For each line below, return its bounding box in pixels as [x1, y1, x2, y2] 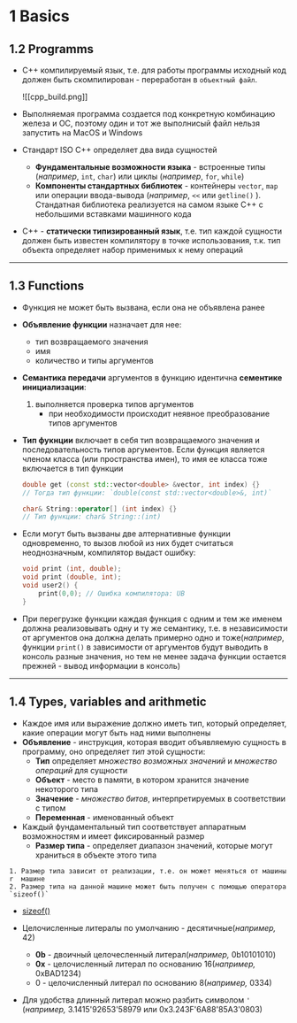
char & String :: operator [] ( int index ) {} [21, 504, 178, 513]
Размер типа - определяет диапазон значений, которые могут [34, 840, 273, 850]
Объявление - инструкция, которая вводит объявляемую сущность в [21, 736, 287, 747]
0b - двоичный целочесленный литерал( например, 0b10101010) [34, 949, 277, 959]
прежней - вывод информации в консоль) [21, 660, 181, 671]
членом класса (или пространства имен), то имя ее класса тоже [21, 453, 268, 464]
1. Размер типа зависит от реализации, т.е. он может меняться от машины [9, 866, 287, 875]
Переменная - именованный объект [34, 811, 174, 822]
